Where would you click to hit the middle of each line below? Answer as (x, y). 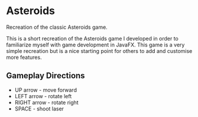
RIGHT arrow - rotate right (46, 102)
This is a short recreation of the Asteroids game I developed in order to (92, 38)
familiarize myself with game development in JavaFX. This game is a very (95, 45)
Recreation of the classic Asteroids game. (57, 27)
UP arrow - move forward (46, 90)
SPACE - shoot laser (39, 108)
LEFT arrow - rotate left (43, 96)
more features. (24, 57)
